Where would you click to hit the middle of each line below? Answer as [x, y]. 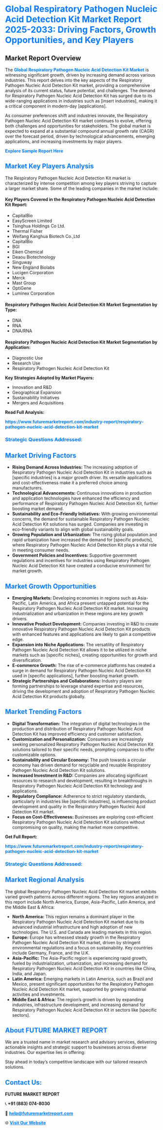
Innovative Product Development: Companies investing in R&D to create [85, 624]
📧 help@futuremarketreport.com [39, 1113]
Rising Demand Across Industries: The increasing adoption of [75, 467]
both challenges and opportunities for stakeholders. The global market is [78, 126]
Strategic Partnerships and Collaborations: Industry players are [77, 681]
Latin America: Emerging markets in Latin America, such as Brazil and [82, 979]
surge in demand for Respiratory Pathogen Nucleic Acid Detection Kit [81, 670]
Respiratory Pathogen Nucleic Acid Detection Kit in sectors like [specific [84, 1010]
